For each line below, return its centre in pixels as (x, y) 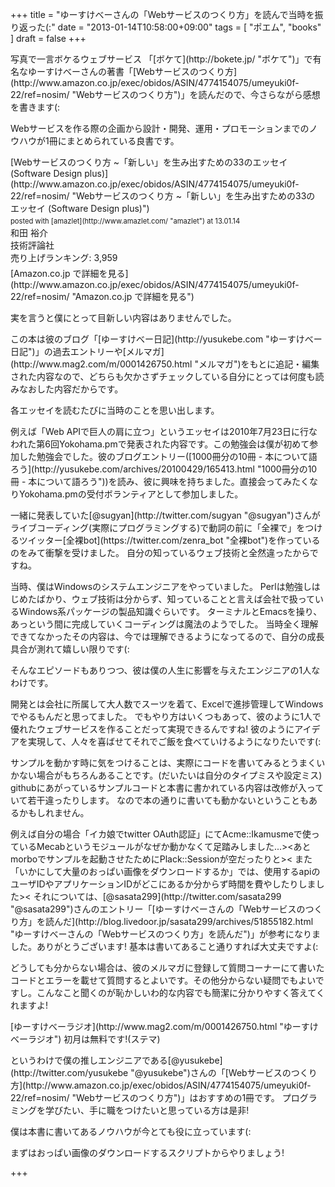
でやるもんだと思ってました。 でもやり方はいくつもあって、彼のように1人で (166, 717)
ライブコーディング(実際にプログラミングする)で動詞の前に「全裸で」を (158, 528)
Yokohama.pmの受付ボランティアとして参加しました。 (131, 494)
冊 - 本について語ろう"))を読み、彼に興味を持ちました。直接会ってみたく (160, 482)
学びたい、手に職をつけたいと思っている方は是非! (147, 1110)
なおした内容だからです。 (71, 389)
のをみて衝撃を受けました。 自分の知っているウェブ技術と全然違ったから (160, 553)
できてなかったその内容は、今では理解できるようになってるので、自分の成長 (167, 637)
